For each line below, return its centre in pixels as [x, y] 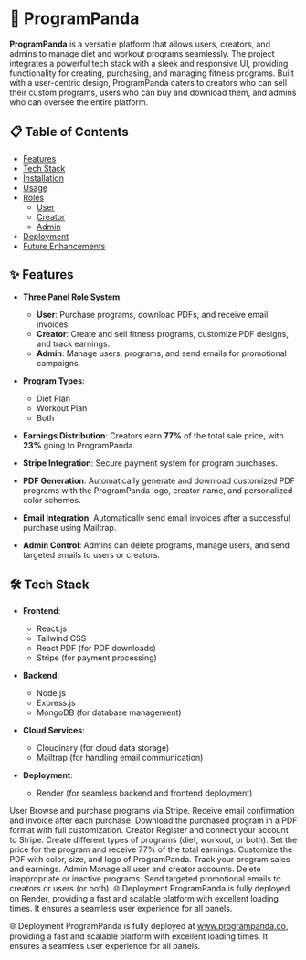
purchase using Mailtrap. [69, 527]
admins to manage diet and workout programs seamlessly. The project [142, 53]
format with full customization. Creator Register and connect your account [149, 830]
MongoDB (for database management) [109, 712]
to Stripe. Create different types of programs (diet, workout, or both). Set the [153, 840]
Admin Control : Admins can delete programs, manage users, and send [156, 545]
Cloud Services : [53, 731]
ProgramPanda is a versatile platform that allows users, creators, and [140, 44]
